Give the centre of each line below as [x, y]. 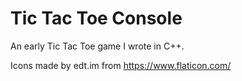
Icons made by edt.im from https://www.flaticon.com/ [121, 65]
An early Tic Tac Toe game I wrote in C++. [97, 46]
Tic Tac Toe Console [96, 18]
